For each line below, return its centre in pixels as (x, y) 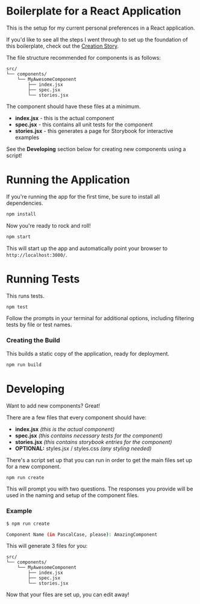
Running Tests (43, 279)
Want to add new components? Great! (53, 405)
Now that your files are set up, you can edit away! (68, 595)
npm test (17, 307)
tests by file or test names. (39, 325)
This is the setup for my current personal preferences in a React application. (101, 28)
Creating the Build (33, 341)
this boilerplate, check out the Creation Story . (63, 46)
